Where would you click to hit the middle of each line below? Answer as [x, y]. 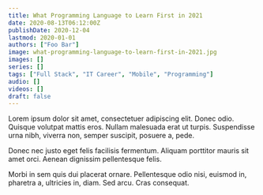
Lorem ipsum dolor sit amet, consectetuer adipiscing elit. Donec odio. [121, 118]
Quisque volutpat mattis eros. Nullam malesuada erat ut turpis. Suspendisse [131, 127]
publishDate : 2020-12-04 [49, 30]
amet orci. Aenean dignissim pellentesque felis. [85, 159]
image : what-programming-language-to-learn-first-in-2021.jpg [113, 52]
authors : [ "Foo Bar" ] [44, 45]
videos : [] [26, 89]
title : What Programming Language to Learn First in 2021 [105, 15]
